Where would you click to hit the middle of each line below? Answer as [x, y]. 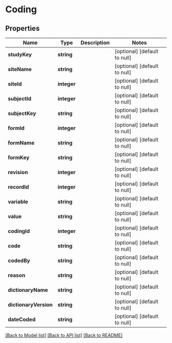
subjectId [20, 99]
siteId [15, 84]
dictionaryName [28, 290]
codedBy [19, 261]
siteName [20, 69]
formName [21, 143]
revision [18, 172]
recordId [18, 187]
